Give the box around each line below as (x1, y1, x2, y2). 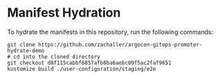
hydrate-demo (7, 47, 45, 54)
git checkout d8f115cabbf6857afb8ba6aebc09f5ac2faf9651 (7, 59, 172, 67)
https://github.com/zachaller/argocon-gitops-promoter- (37, 41, 203, 48)
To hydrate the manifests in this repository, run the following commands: (7, 28, 214, 36)
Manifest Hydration (7, 5, 121, 21)
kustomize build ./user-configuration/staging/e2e (7, 65, 156, 72)
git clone (7, 41, 36, 48)
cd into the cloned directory (13, 53, 100, 60)
